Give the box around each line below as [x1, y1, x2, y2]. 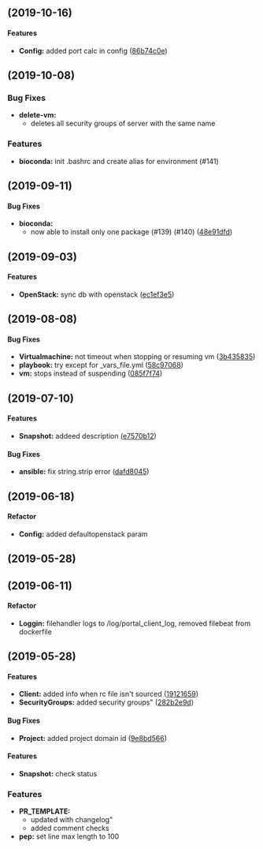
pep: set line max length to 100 [18, 832, 120, 841]
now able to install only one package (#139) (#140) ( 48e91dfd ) [30, 227, 233, 237]
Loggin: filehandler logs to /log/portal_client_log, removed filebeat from [18, 619, 251, 628]
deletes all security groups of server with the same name [30, 118, 216, 129]
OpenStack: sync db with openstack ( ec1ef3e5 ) [18, 290, 175, 299]
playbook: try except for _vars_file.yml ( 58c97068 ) [18, 361, 184, 370]
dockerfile [18, 626, 52, 636]
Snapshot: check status [18, 769, 98, 778]
